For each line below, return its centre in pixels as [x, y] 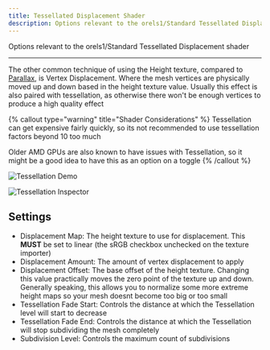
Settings [30, 217]
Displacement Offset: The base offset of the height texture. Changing [135, 270]
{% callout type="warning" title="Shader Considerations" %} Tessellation [130, 119]
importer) [35, 253]
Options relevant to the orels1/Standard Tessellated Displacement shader [129, 46]
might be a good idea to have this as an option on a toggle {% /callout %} [130, 160]
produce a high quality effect [56, 103]
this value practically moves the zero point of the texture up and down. [137, 279]
